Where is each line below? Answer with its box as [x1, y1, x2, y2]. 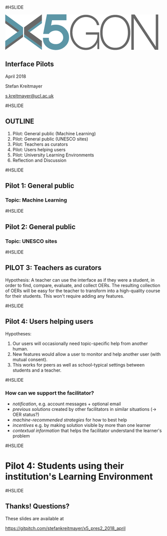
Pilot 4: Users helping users [5, 317, 94, 326]
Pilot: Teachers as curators [12, 141, 68, 147]
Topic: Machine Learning [5, 196, 67, 203]
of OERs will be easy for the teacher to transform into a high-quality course [5, 288, 160, 294]
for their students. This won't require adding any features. [5, 293, 124, 299]
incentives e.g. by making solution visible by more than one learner [12, 422, 151, 428]
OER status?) [12, 411, 40, 417]
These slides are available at [5, 515, 64, 521]
